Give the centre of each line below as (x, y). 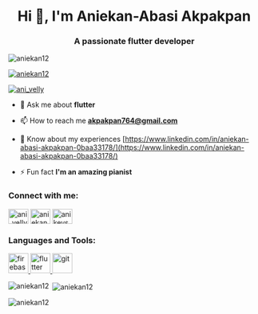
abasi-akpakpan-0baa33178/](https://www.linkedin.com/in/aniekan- (132, 147)
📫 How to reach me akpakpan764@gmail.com (99, 121)
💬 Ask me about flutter (58, 105)
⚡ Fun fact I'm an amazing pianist (76, 172)
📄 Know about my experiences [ (72, 139)
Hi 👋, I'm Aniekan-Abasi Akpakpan (134, 16)
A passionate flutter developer (134, 41)
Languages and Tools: (52, 240)
